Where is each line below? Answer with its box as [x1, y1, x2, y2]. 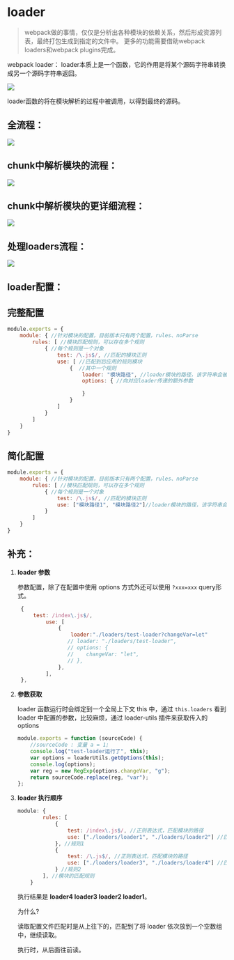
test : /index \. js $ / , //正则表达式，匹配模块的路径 [67, 827, 204, 834]
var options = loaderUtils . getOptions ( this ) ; [30, 754, 165, 761]
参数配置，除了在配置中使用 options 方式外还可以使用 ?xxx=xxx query [17, 582, 216, 591]
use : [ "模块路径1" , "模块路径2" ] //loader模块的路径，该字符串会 [56, 501, 228, 509]
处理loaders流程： [7, 240, 87, 252]
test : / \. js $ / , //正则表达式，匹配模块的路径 [67, 853, 188, 860]
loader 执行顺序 [17, 793, 63, 802]
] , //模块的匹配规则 [42, 872, 95, 880]
